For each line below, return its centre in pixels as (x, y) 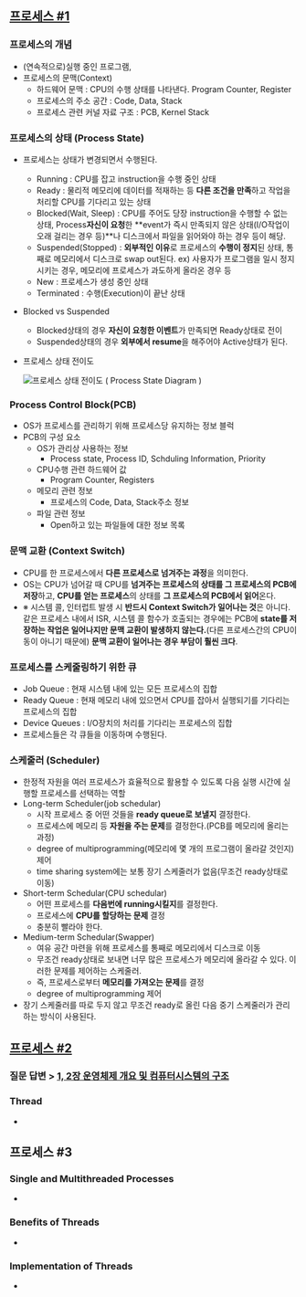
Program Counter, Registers (102, 480)
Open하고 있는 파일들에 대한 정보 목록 (117, 525)
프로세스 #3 (41, 1152)
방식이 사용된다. (68, 1017)
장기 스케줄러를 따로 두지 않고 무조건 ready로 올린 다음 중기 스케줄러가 (148, 1005)
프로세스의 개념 (41, 45)
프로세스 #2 (41, 1048)
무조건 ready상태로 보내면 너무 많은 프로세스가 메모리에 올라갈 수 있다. (162, 960)
